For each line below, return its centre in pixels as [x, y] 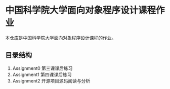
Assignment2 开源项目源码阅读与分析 [51, 80]
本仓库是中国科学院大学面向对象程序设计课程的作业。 [61, 38]
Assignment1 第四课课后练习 [42, 74]
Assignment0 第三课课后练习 [42, 68]
